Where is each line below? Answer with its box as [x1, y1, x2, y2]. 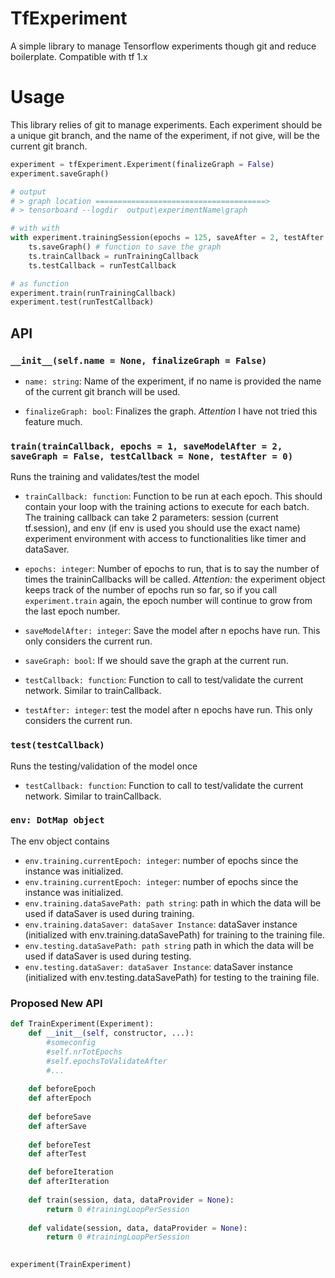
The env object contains [10, 835, 110, 847]
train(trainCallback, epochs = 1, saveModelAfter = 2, [10, 440, 283, 452]
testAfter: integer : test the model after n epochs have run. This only [24, 704, 313, 716]
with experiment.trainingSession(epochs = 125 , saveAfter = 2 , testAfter [10, 233, 325, 243]
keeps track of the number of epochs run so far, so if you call [24, 584, 278, 596]
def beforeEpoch [28, 1084, 97, 1094]
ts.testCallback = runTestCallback [28, 260, 177, 271]
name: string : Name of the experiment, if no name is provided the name [24, 375, 322, 387]
